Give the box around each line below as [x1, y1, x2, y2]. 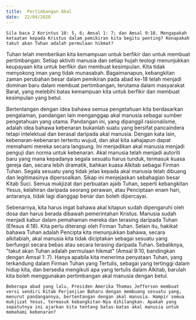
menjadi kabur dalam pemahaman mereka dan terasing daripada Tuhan [6, 216, 178, 223]
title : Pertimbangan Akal [6, 8, 72, 15]
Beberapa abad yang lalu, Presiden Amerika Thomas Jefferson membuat [6, 283, 180, 290]
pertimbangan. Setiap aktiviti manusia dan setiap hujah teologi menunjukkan [6, 57, 190, 64]
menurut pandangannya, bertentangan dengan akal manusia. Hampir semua [6, 294, 184, 300]
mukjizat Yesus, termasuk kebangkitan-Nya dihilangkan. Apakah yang [6, 299, 177, 305]
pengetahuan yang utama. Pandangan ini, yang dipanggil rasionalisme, [6, 118, 177, 125]
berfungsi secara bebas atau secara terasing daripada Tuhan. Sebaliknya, [6, 241, 184, 248]
